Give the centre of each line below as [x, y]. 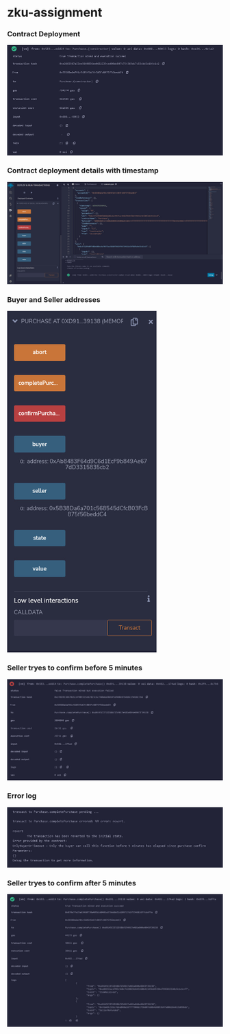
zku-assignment [55, 13]
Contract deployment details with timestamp [83, 171]
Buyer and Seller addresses [54, 299]
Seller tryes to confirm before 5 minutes [75, 668]
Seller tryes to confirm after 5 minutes [72, 883]
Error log [22, 796]
